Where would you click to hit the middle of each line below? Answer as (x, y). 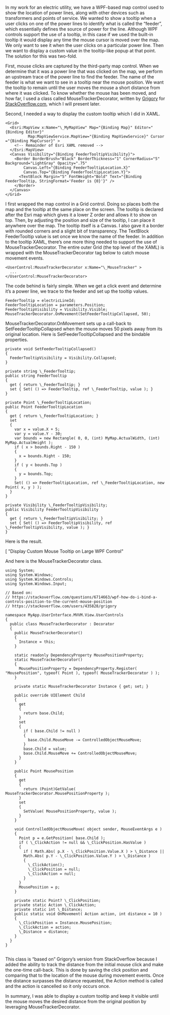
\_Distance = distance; (44, 932)
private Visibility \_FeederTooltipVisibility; (57, 505)
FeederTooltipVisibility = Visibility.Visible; (57, 309)
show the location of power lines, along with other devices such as (75, 13)
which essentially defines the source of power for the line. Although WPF (82, 29)
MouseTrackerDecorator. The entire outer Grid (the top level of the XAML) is (85, 247)
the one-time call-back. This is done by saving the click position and (77, 970)
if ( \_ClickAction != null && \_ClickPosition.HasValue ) (82, 843)
